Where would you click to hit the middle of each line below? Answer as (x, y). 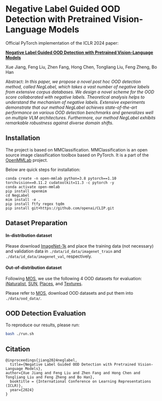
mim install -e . (23, 200)
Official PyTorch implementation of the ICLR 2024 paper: (62, 43)
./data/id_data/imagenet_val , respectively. (49, 256)
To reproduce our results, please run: (43, 325)
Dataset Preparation (36, 223)
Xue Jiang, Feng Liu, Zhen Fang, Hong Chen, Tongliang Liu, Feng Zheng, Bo (81, 67)
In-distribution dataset (29, 235)
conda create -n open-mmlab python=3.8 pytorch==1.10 (61, 178)
